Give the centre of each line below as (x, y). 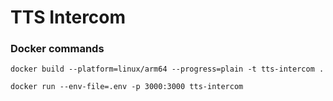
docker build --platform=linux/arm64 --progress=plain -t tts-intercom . (167, 69)
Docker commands (57, 49)
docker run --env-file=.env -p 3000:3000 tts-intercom (127, 87)
